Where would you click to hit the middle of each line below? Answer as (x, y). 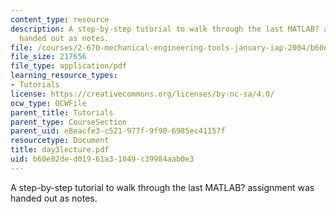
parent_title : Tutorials (62, 112)
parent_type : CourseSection (69, 122)
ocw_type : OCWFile (48, 103)
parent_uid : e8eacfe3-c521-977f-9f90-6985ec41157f (118, 131)
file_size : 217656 (48, 57)
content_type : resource (60, 19)
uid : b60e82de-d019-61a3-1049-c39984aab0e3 (102, 159)
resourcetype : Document (60, 141)
